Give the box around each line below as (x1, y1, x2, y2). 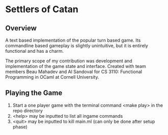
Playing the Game (5, 89, 63, 97)
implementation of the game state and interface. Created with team (5, 63, 146, 69)
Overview (5, 24, 37, 32)
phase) (12, 123, 28, 130)
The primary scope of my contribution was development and (5, 58, 132, 64)
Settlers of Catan (5, 4, 79, 15)
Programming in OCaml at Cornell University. (5, 74, 99, 80)
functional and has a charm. (5, 48, 64, 54)
